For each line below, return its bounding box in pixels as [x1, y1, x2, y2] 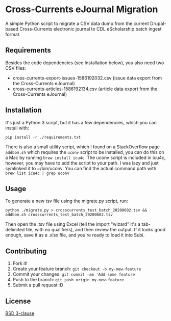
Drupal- [150, 20, 166, 26]
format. [5, 31, 21, 37]
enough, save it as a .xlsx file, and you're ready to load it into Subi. [5, 232, 145, 238]
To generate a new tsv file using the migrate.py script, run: [5, 198, 129, 204]
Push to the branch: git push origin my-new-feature [12, 277, 124, 283]
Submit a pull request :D [12, 282, 64, 288]
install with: [5, 125, 30, 131]
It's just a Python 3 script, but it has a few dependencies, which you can [5, 119, 157, 125]
